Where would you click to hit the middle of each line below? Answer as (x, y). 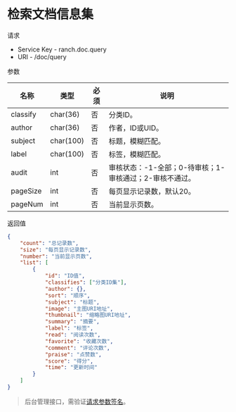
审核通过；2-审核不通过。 (152, 178)
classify (24, 114)
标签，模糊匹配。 (137, 154)
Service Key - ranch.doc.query (62, 49)
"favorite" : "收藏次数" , (79, 341)
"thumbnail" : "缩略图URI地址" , (88, 315)
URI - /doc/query (42, 56)
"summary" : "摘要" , (72, 322)
